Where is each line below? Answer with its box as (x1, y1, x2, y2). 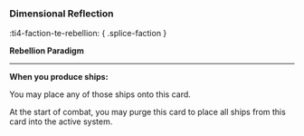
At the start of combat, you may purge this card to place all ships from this (9, 107, 287, 118)
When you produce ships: (9, 72, 109, 83)
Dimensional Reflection (9, 7, 114, 20)
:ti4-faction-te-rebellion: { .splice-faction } (9, 28, 167, 39)
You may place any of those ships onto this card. (9, 89, 192, 100)
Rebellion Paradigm (9, 45, 84, 56)
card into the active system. (9, 116, 113, 127)
